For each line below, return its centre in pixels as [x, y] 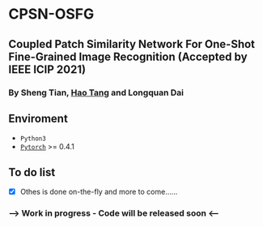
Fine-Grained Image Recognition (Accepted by [128, 56]
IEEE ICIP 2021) [47, 69]
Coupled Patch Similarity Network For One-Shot [132, 44]
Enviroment [38, 118]
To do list [32, 172]
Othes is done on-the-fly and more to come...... [99, 192]
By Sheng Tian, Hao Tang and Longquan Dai [96, 92]
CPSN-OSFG [51, 14]
